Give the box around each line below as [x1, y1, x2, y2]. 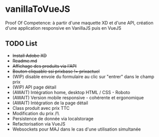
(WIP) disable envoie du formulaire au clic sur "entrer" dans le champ [12, 73, 155, 80]
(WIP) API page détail [12, 84, 57, 90]
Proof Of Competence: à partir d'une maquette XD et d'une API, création [5, 20, 154, 26]
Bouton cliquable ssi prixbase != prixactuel [12, 68, 100, 74]
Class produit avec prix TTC [12, 105, 70, 111]
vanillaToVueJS [5, 3, 71, 15]
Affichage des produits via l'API [12, 63, 77, 69]
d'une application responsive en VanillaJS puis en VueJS [5, 25, 122, 31]
